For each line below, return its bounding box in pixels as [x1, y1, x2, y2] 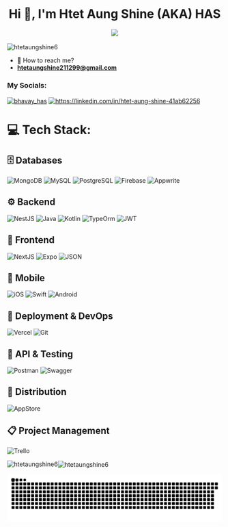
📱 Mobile [7, 272, 46, 283]
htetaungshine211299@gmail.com [16, 63, 117, 71]
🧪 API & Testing [7, 348, 74, 360]
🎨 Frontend [7, 234, 55, 246]
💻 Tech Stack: [7, 123, 91, 138]
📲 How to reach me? [16, 56, 74, 64]
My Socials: [7, 80, 47, 90]
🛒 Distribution [7, 386, 67, 398]
